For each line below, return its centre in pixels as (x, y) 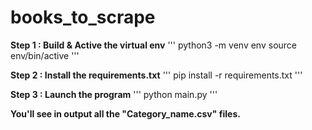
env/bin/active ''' (45, 55)
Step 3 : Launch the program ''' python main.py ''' (114, 94)
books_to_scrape (83, 17)
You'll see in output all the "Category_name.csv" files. (125, 113)
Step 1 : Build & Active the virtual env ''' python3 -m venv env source (153, 45)
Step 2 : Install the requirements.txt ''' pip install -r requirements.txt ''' (156, 75)
